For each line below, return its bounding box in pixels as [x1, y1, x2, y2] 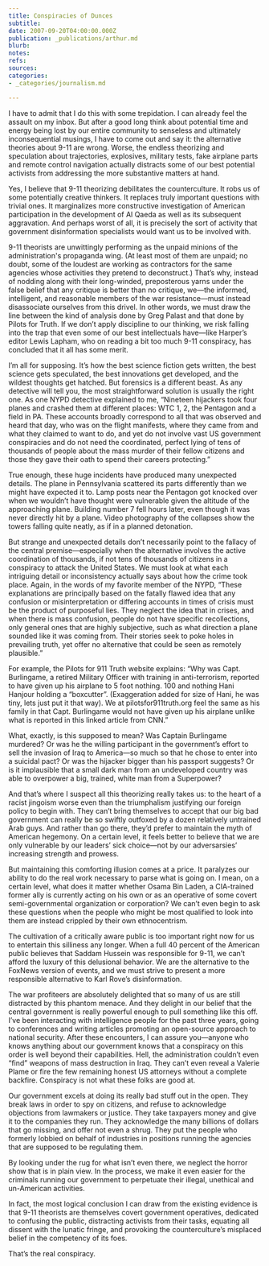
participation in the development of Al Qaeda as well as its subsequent [8, 209, 242, 219]
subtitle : [8, 19, 42, 27]
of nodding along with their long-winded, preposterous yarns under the [8, 276, 244, 286]
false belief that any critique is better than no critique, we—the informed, [8, 285, 249, 295]
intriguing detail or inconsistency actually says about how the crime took [8, 571, 248, 580]
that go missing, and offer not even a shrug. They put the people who [8, 1124, 238, 1135]
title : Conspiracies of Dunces [8, 11, 113, 20]
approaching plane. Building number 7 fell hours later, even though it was [8, 504, 251, 513]
